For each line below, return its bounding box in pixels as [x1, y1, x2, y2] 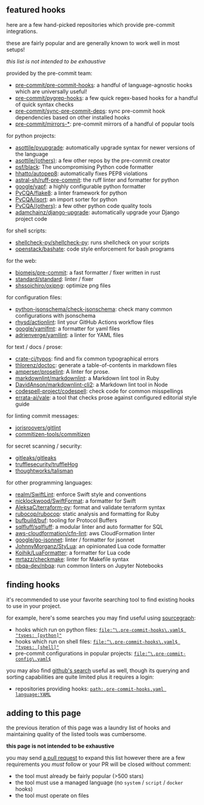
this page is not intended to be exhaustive [6, 742, 114, 750]
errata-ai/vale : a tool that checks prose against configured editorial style [15, 393, 197, 401]
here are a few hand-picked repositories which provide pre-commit [6, 21, 175, 28]
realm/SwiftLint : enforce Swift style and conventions [15, 490, 147, 498]
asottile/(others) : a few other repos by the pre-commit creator [15, 157, 171, 164]
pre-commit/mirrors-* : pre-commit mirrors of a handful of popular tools [15, 120, 195, 127]
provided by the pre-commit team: [6, 70, 93, 77]
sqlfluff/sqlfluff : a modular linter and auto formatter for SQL [15, 523, 163, 530]
